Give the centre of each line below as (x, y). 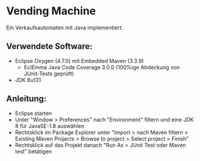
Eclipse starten (33, 113)
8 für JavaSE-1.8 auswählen (50, 126)
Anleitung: (26, 99)
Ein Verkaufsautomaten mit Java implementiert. (65, 28)
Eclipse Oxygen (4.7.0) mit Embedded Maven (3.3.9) (79, 60)
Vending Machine (51, 11)
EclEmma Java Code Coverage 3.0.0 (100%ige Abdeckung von (102, 67)
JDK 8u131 (28, 80)
